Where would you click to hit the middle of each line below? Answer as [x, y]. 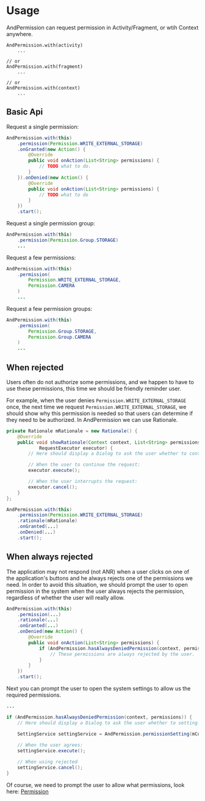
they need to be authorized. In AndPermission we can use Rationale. [92, 419]
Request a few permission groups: [49, 308]
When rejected [35, 367]
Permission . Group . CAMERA [60, 337]
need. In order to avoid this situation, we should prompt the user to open [97, 584]
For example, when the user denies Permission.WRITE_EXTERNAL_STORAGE [96, 400]
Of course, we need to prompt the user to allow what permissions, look [95, 785]
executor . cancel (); [53, 487]
